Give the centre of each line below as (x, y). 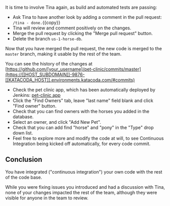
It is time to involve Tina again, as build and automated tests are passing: (81, 7)
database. (23, 117)
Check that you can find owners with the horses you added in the (81, 111)
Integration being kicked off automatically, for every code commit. (81, 144)
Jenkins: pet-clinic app (37, 95)
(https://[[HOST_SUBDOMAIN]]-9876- (45, 75)
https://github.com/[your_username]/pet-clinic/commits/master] (74, 69)
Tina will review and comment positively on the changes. (72, 28)
